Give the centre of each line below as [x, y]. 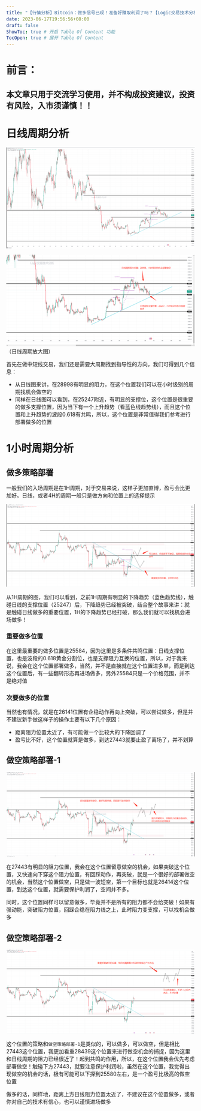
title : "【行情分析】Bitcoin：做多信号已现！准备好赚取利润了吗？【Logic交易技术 [98, 13]
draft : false [22, 25]
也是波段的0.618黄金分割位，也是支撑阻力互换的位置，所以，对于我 [99, 658]
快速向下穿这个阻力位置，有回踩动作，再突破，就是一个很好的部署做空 [108, 875]
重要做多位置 [25, 636]
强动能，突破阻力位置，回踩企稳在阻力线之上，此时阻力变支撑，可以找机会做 [100, 910]
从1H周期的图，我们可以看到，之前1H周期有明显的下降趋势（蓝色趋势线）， [98, 597]
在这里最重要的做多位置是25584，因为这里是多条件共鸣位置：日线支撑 [93, 651]
